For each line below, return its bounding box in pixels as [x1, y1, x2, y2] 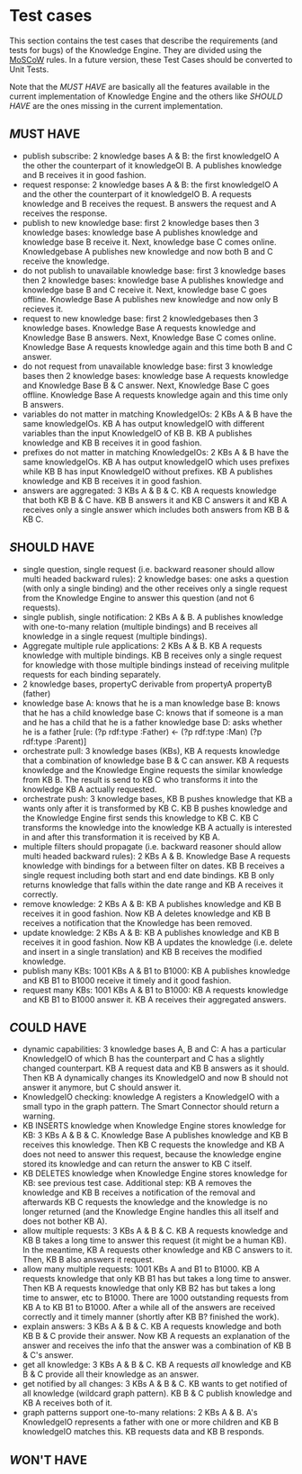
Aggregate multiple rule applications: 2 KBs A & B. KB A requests [22, 640, 262, 651]
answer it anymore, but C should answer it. [22, 1082, 182, 1093]
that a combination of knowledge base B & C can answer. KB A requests [22, 755, 289, 766]
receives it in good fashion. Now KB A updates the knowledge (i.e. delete [22, 937, 293, 948]
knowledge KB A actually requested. [22, 784, 157, 795]
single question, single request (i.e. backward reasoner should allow [22, 563, 276, 574]
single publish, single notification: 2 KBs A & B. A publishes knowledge [22, 611, 284, 622]
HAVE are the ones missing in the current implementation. [9, 100, 223, 111]
